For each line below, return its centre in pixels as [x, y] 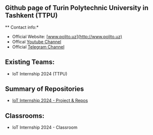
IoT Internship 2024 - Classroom [45, 127]
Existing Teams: [30, 62]
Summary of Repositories [45, 89]
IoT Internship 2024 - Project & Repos [50, 101]
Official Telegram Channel [38, 47]
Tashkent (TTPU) [31, 16]
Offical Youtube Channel [37, 42]
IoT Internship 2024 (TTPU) [40, 74]
